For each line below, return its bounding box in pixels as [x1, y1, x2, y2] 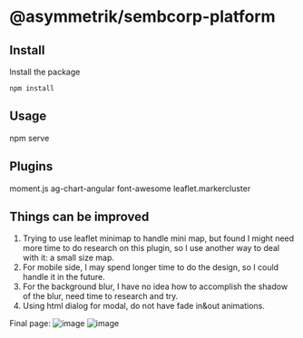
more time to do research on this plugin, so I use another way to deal [22, 243, 280, 254]
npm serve [9, 132, 50, 143]
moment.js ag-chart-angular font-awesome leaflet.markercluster [9, 183, 251, 194]
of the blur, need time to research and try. [22, 291, 179, 302]
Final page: [9, 318, 52, 329]
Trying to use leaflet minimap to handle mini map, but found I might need [22, 233, 295, 244]
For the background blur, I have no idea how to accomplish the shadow [22, 281, 288, 292]
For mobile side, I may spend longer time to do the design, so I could [22, 262, 279, 273]
